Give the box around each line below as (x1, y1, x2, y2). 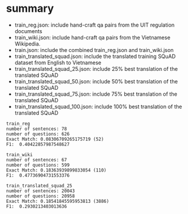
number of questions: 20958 (6, 193, 75, 199)
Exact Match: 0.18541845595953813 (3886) (6, 198, 110, 204)
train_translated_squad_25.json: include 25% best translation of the (14, 65, 178, 72)
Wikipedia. (14, 40, 41, 47)
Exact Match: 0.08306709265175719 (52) (6, 136, 104, 142)
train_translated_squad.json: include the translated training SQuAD (14, 53, 176, 60)
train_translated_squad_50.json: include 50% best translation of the (14, 77, 178, 85)
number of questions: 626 (6, 131, 70, 137)
